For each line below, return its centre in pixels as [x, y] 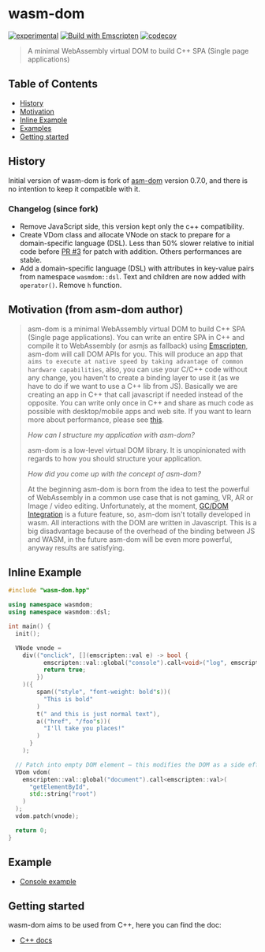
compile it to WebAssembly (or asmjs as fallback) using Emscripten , [138, 345]
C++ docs [36, 940]
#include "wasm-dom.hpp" [49, 591]
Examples [35, 128]
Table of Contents [53, 84]
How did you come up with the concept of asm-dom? [114, 473]
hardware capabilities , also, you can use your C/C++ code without [137, 369]
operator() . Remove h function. [71, 285]
